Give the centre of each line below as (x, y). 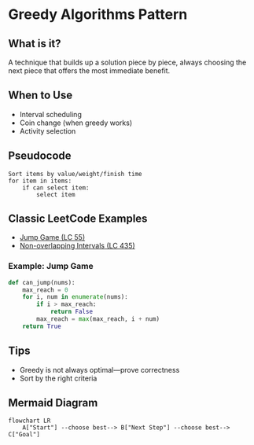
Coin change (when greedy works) (75, 123)
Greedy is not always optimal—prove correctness (99, 370)
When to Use (40, 96)
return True (42, 326)
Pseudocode (40, 156)
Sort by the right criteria (58, 378)
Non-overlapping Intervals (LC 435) (77, 246)
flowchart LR (29, 421)
